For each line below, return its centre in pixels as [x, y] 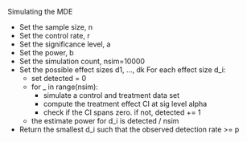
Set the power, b [46, 53]
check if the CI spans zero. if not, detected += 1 [122, 112]
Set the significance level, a [65, 44]
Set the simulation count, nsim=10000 [82, 61]
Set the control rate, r [54, 36]
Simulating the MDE [40, 12]
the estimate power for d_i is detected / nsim [105, 121]
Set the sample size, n [56, 27]
